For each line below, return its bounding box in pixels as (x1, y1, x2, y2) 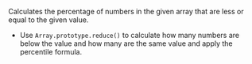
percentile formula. (19, 47, 82, 56)
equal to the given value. (8, 15, 89, 24)
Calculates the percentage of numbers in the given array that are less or (8, 7, 244, 16)
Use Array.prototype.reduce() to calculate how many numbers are (19, 31, 240, 40)
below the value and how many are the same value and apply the (19, 39, 233, 48)
